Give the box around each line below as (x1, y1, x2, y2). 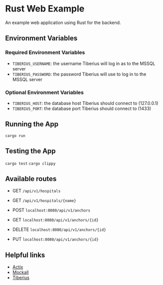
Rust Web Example (5, 3, 85, 14)
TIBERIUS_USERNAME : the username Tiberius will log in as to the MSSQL (12, 60, 156, 66)
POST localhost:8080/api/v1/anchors (12, 207, 91, 213)
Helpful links (5, 250, 45, 259)
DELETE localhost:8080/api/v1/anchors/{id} (12, 226, 106, 232)
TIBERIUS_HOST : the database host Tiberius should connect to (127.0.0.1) (12, 100, 159, 106)
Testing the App (5, 147, 56, 155)
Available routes (5, 174, 57, 183)
